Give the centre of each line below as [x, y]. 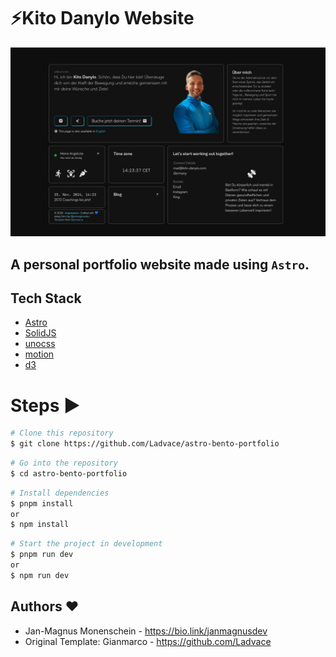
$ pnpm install [42, 503]
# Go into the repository [64, 463]
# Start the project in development [86, 544]
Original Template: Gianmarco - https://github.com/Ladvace [148, 641]
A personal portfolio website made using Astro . [160, 264]
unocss [40, 344]
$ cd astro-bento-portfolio [69, 473]
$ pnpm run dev [42, 555]
